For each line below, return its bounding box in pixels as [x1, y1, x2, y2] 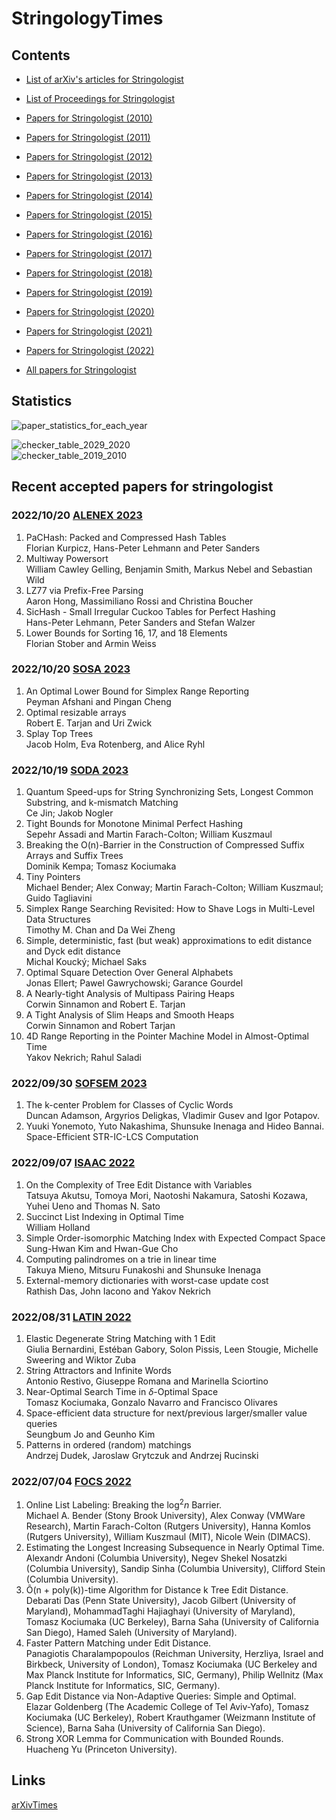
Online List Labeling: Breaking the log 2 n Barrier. [25, 1497, 223, 1511]
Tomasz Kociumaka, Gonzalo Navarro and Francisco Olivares [25, 1396, 278, 1408]
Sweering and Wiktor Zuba [25, 1353, 137, 1366]
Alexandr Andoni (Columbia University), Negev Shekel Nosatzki [25, 1552, 288, 1564]
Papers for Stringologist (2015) [25, 209, 153, 221]
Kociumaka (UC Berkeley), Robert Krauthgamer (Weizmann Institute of [25, 1711, 316, 1723]
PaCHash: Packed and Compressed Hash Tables [25, 531, 227, 543]
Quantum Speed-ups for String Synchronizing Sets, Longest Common [25, 786, 314, 798]
